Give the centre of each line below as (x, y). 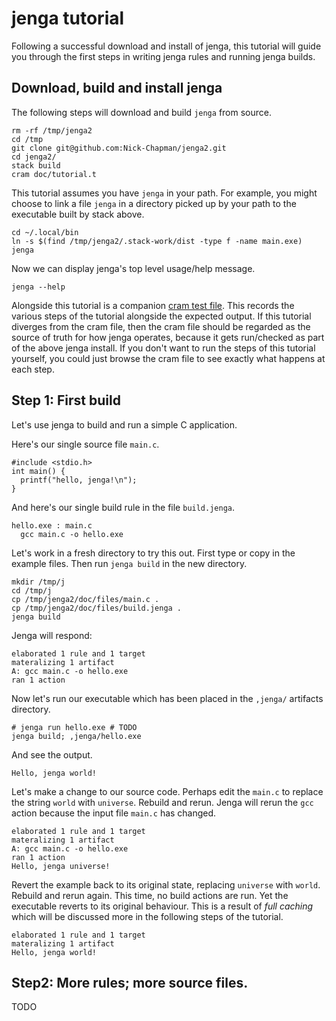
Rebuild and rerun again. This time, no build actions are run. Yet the (150, 895)
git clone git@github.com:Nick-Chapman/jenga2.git (119, 148)
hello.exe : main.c (52, 525)
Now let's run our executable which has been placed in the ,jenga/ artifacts (167, 698)
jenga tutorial (68, 18)
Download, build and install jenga (117, 88)
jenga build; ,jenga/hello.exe (76, 736)
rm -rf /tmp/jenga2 (52, 130)
